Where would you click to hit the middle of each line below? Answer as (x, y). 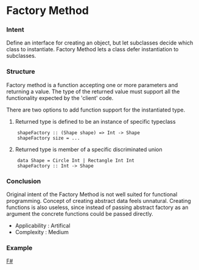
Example (19, 248)
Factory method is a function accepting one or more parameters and (92, 85)
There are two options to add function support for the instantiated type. (96, 110)
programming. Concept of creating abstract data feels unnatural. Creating (99, 201)
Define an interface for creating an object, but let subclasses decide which (100, 43)
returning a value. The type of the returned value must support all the (93, 91)
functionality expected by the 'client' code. (60, 98)
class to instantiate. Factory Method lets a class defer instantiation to (93, 49)
